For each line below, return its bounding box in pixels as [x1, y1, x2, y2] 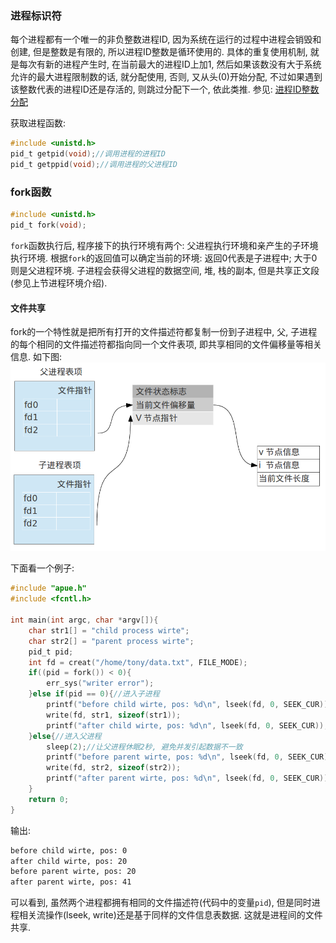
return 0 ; [28, 794, 70, 804]
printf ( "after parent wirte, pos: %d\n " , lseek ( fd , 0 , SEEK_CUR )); [46, 773, 333, 784]
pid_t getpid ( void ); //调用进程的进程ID [10, 149, 166, 159]
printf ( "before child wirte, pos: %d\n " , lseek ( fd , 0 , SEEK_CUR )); [46, 700, 333, 710]
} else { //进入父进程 [28, 731, 102, 741]
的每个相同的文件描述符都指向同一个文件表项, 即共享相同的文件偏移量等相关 [10, 338, 322, 351]
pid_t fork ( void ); [10, 220, 87, 231]
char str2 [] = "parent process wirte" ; [28, 636, 195, 646]
